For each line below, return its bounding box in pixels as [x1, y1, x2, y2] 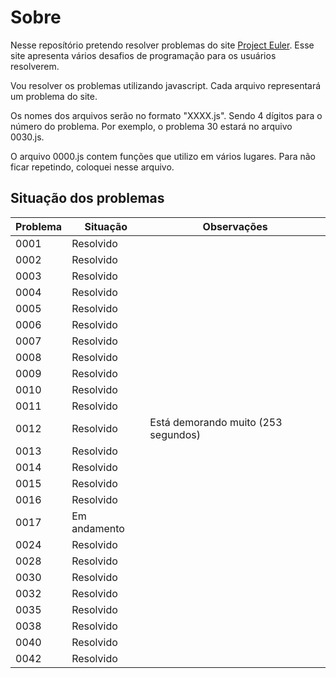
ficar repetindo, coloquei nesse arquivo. [10, 161, 175, 173]
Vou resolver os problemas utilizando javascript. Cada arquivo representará [10, 79, 322, 91]
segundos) [149, 427, 201, 441]
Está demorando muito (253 [149, 415, 283, 429]
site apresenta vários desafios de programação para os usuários [10, 49, 277, 61]
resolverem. [10, 60, 60, 72]
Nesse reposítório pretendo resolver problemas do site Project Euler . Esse [10, 39, 315, 51]
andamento [71, 521, 125, 535]
